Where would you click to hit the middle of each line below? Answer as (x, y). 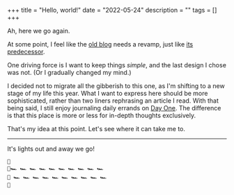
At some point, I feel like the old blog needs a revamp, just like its (100, 44)
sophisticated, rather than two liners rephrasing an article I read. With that (113, 101)
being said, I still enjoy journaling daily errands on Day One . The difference (114, 108)
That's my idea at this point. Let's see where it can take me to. (96, 129)
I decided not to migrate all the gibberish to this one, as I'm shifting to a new (116, 86)
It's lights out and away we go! (51, 149)
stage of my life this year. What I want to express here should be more (108, 93)
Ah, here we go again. (39, 31)
